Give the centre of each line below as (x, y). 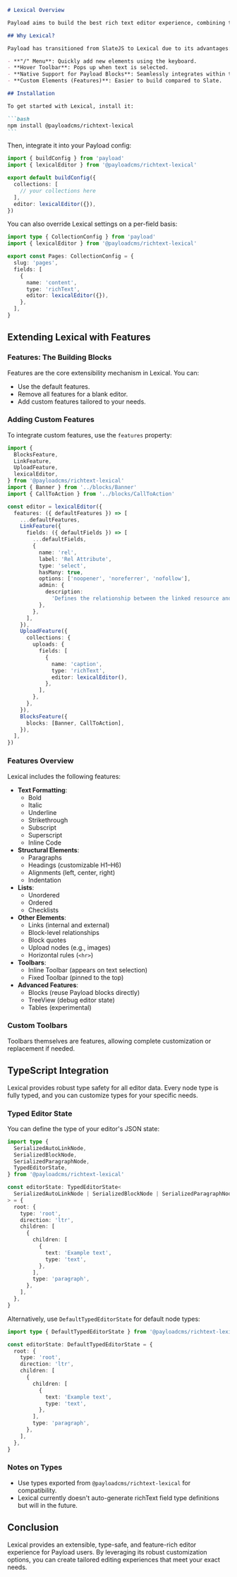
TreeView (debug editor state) (71, 1000)
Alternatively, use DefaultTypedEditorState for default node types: (104, 1319)
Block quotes (47, 940)
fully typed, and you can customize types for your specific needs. (103, 1095)
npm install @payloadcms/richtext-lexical (71, 126)
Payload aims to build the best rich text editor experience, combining (116, 23)
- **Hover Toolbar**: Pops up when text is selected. (88, 68)
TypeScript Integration (58, 1071)
